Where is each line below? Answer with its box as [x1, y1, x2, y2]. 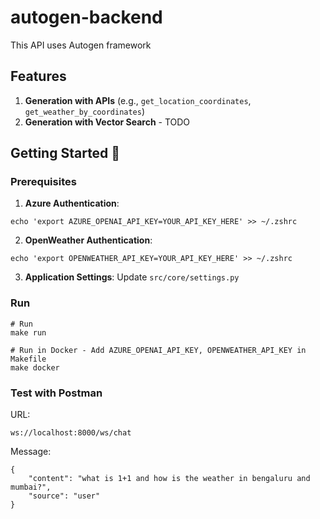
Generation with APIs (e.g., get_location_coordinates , [24, 94, 252, 106]
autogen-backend [10, 6, 163, 29]
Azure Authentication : [24, 197, 120, 210]
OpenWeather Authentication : [24, 234, 153, 246]
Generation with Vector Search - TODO [24, 116, 191, 128]
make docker [10, 362, 60, 373]
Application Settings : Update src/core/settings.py [24, 271, 240, 283]
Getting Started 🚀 [10, 145, 121, 162]
